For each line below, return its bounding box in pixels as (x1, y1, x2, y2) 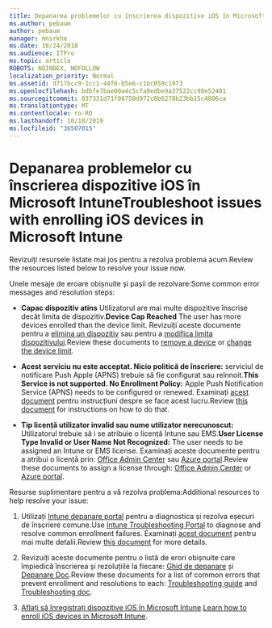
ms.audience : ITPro (9, 49, 75, 57)
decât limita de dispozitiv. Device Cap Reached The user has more (20, 312, 241, 321)
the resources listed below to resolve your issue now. (9, 263, 186, 273)
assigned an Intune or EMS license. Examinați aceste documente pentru (20, 446, 261, 455)
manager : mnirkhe (9, 34, 68, 43)
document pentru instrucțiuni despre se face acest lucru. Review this (20, 396, 249, 405)
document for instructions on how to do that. (20, 404, 170, 414)
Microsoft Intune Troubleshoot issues (9, 193, 262, 211)
